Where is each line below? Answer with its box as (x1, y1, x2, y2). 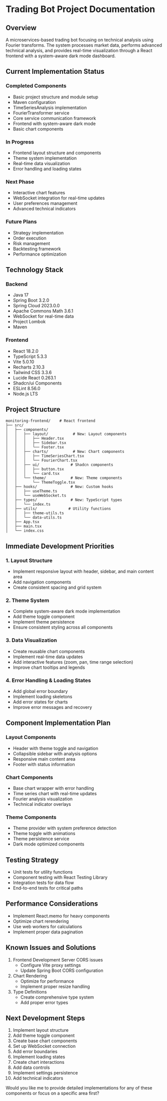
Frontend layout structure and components (12, 150, 101, 156)
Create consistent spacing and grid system (12, 584, 102, 590)
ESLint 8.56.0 (12, 385, 40, 391)
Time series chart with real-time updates (12, 790, 97, 796)
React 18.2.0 (12, 348, 39, 354)
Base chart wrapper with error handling (12, 785, 94, 791)
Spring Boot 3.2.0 (12, 297, 49, 303)
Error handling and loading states (12, 166, 81, 172)
